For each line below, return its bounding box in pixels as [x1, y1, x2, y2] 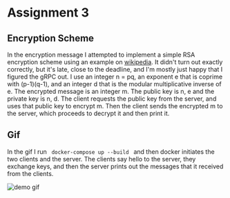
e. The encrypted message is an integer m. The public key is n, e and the [7, 88, 215, 95]
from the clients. [7, 169, 54, 177]
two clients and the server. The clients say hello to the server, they [7, 155, 196, 163]
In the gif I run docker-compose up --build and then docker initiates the [7, 147, 215, 156]
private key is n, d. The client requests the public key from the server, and [7, 95, 217, 103]
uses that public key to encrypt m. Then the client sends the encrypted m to [7, 102, 223, 110]
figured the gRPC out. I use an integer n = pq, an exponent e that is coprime [7, 72, 223, 81]
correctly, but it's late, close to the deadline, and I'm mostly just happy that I [7, 66, 223, 73]
